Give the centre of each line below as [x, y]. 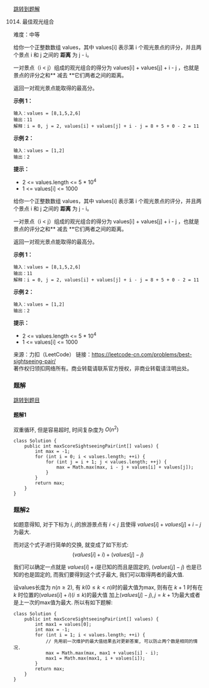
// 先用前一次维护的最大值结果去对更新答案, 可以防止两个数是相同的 [119, 641]
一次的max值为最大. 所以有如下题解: [68, 602]
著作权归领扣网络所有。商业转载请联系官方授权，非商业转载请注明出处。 [103, 368]
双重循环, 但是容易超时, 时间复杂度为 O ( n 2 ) [66, 429]
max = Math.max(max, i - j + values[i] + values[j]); [125, 467]
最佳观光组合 [38, 22]
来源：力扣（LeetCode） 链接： [53, 355]
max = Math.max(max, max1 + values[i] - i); [102, 653]
